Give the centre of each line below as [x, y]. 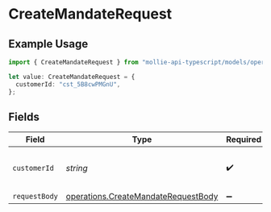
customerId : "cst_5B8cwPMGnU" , [68, 84]
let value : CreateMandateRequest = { [72, 77]
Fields [24, 116]
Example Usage [48, 44]
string [77, 168]
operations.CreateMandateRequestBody [142, 197]
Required [244, 139]
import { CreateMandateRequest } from [73, 62]
